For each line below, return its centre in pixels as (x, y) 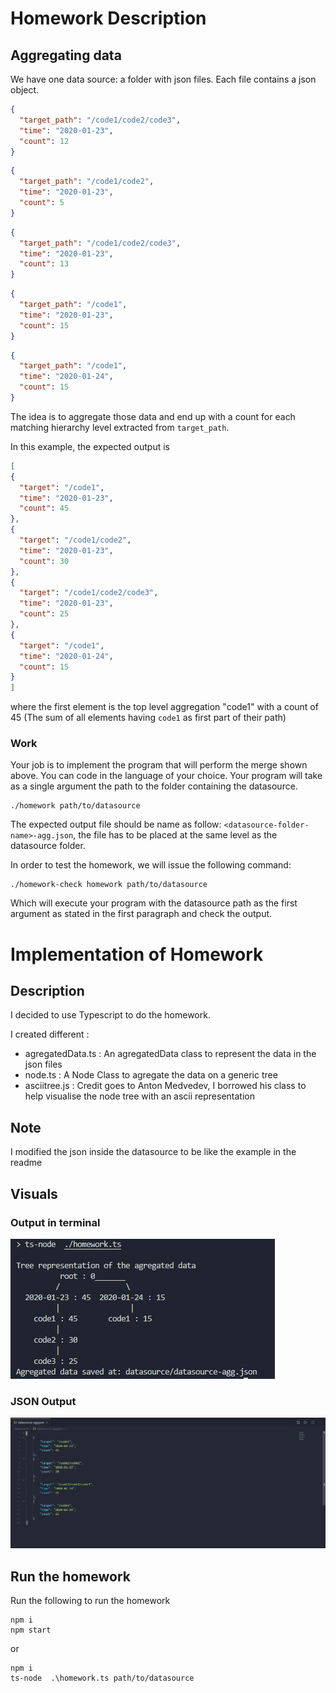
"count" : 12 (44, 141)
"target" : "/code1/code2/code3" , (89, 593)
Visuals (34, 1193)
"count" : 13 (44, 264)
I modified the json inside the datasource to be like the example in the (153, 1152)
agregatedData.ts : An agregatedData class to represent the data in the (170, 1054)
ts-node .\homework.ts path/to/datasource (102, 1678)
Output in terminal (55, 1222)
